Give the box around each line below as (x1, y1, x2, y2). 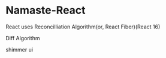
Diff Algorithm (5, 34, 40, 41)
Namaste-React (5, 4, 86, 17)
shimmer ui (5, 46, 34, 53)
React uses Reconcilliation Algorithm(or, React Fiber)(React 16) (5, 23, 161, 30)
